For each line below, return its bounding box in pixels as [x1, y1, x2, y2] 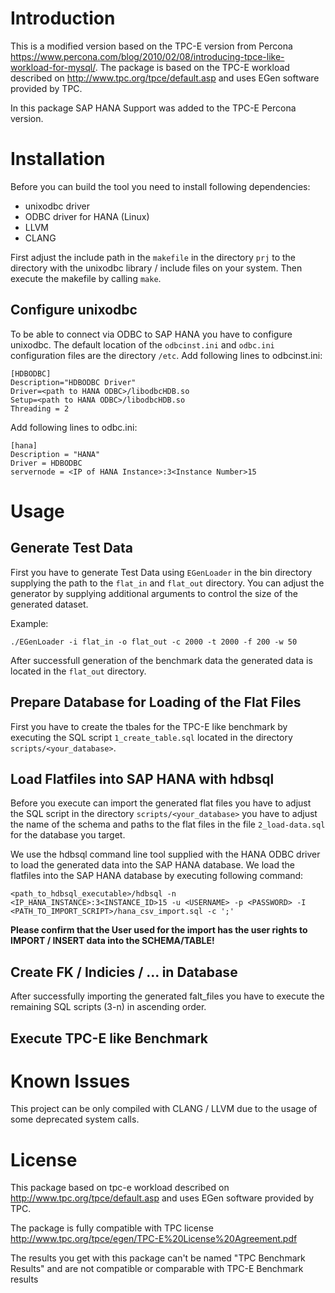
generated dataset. [10, 598, 89, 610]
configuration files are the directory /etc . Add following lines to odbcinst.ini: [10, 349, 323, 361]
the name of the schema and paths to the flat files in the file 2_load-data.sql [10, 818, 326, 831]
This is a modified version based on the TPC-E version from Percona [10, 40, 293, 52]
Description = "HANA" [10, 449, 101, 459]
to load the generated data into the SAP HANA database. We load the [10, 859, 295, 871]
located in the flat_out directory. [10, 665, 147, 677]
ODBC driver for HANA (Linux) [24, 210, 150, 222]
